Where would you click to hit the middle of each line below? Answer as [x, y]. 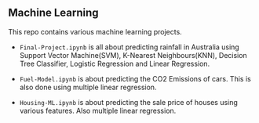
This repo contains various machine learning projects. [95, 31]
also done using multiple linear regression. [88, 87]
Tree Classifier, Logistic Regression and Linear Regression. [115, 63]
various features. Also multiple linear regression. [98, 110]
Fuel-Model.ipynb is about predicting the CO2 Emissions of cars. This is [135, 78]
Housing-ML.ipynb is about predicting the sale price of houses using [128, 102]
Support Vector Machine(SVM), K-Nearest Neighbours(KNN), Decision [133, 55]
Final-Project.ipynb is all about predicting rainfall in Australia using [129, 47]
